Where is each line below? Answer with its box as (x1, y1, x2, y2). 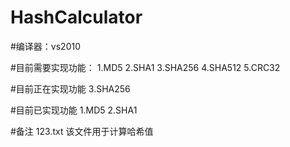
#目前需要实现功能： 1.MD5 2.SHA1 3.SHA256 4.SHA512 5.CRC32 (10, 61, 281, 73)
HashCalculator (10, 6, 143, 29)
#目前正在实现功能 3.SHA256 (10, 82, 131, 95)
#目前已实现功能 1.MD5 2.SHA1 (10, 104, 138, 116)
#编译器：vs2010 (10, 40, 82, 52)
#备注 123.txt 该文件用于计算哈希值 (10, 125, 154, 137)
